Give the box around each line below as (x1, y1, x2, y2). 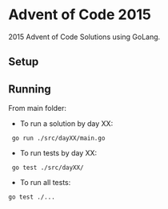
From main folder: (8, 104, 66, 113)
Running (8, 82, 52, 96)
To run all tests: (19, 178, 71, 187)
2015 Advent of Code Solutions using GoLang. (8, 32, 161, 41)
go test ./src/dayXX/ (11, 164, 84, 172)
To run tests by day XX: (19, 148, 98, 158)
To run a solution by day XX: (19, 119, 114, 128)
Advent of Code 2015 (8, 6, 152, 24)
